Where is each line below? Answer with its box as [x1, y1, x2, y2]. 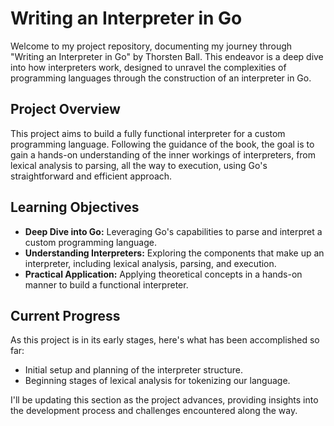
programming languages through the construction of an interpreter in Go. [10, 72, 312, 84]
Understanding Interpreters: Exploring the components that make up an [24, 247, 325, 259]
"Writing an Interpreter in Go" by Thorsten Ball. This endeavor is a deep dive [10, 50, 324, 62]
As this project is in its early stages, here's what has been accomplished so [10, 334, 320, 346]
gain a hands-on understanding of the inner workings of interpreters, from [10, 148, 317, 161]
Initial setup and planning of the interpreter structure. [24, 364, 243, 376]
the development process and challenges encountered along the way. [10, 405, 298, 417]
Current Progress [10, 307, 121, 324]
